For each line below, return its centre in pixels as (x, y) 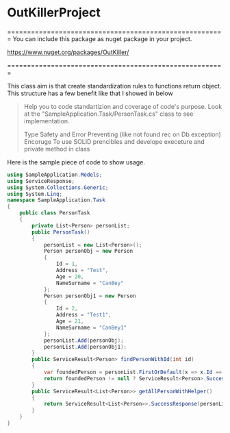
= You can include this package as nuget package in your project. (100, 38)
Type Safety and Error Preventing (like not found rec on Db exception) (122, 134)
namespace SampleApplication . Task (56, 200)
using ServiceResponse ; (41, 181)
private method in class (57, 149)
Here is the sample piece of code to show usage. (76, 162)
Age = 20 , (70, 276)
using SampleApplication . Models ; (55, 175)
